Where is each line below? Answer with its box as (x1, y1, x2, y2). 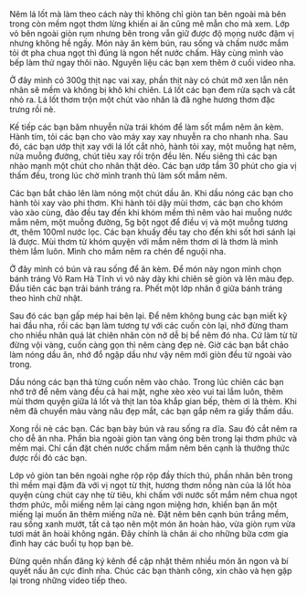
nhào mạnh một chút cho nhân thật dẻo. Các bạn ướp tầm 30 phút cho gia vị (9, 161, 297, 171)
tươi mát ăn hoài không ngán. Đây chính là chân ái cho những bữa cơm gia (9, 528, 289, 538)
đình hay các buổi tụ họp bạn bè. (9, 538, 134, 548)
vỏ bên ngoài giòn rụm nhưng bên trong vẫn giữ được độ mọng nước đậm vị (9, 28, 295, 38)
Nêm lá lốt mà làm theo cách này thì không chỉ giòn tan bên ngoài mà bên (9, 9, 287, 19)
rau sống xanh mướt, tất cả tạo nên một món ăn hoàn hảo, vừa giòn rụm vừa (9, 518, 296, 529)
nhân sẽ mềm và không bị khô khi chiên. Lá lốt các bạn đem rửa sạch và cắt (9, 85, 296, 95)
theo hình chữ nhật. (9, 293, 83, 303)
